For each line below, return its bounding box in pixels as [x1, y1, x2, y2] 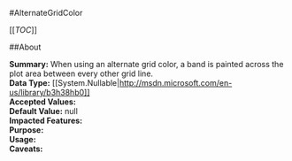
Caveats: [9, 143, 43, 154]
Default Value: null [9, 106, 78, 116]
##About [9, 42, 42, 52]
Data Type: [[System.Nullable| [9, 78, 120, 88]
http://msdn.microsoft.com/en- [119, 78, 233, 88]
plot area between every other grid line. [9, 68, 153, 79]
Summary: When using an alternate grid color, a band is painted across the [9, 59, 284, 69]
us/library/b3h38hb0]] [9, 88, 90, 97]
